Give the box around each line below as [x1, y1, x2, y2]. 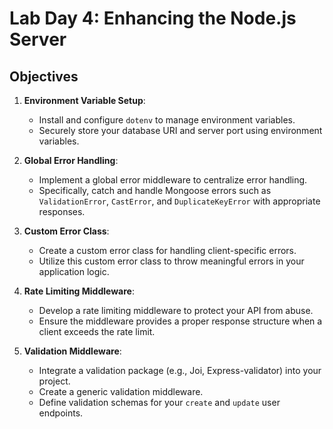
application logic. [38, 266, 110, 277]
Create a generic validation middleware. [38, 386, 204, 397]
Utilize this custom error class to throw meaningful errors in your [38, 255, 305, 267]
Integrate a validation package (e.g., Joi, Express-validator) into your [38, 365, 322, 376]
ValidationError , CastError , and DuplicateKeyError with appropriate [38, 195, 321, 207]
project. [38, 375, 71, 387]
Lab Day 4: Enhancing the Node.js [9, 7, 297, 30]
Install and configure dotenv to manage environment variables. [38, 114, 296, 126]
